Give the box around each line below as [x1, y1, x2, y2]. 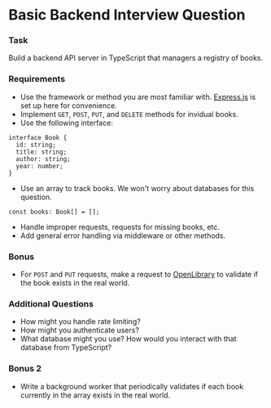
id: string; [15, 141, 57, 149]
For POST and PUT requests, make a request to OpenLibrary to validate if [20, 270, 259, 280]
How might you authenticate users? [20, 325, 140, 335]
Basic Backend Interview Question [8, 6, 246, 24]
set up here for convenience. [20, 100, 118, 111]
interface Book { [8, 133, 68, 141]
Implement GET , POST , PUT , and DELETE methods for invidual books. [20, 109, 238, 119]
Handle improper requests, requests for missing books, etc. [20, 222, 220, 232]
